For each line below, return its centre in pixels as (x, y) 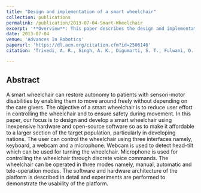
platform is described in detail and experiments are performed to (86, 177)
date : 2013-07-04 (28, 34)
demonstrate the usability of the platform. (57, 183)
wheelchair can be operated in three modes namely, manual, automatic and (99, 164)
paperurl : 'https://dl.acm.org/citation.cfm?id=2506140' (79, 45)
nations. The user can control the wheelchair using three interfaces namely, (99, 139)
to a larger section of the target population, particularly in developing (91, 133)
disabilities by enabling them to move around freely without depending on (97, 101)
